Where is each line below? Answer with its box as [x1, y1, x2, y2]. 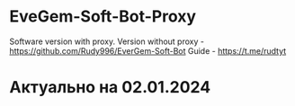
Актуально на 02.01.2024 [9, 77, 211, 98]
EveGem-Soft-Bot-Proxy [9, 6, 196, 27]
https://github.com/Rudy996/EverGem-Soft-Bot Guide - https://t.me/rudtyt [9, 45, 287, 56]
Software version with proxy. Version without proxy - [9, 36, 205, 47]
